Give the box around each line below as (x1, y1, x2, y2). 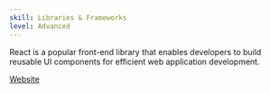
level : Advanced (9, 22, 70, 31)
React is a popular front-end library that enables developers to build (9, 46, 262, 57)
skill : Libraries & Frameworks (9, 13, 127, 23)
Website (9, 73, 41, 84)
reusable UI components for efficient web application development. (9, 56, 260, 67)
